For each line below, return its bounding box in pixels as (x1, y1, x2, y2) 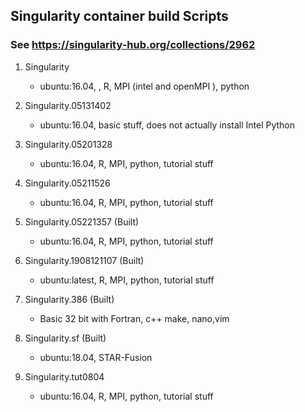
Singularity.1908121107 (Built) (24, 254, 145, 266)
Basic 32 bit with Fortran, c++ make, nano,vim (39, 312, 230, 324)
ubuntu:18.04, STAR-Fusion (39, 351, 153, 363)
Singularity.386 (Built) (24, 293, 115, 305)
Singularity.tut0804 (24, 370, 105, 383)
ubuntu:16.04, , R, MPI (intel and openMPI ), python (39, 80, 250, 92)
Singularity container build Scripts (10, 8, 229, 25)
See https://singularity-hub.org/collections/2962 (10, 38, 256, 52)
